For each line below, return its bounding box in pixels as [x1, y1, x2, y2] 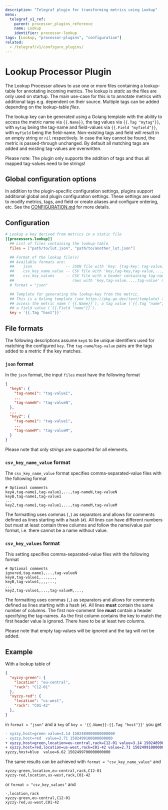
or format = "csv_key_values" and [5, 781, 76, 787]
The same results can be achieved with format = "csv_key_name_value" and [5, 758, 161, 765]
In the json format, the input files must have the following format [5, 372, 140, 378]
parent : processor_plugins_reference [14, 21, 93, 26]
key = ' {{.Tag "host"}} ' [9, 310, 61, 315]
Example [5, 647, 33, 656]
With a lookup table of [5, 661, 51, 667]
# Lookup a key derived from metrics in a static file [5, 232, 122, 237]
